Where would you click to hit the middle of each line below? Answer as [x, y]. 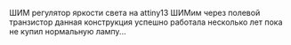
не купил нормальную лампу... [68, 31]
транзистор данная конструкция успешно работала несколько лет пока [146, 22]
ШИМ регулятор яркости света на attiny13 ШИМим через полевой [135, 13]
